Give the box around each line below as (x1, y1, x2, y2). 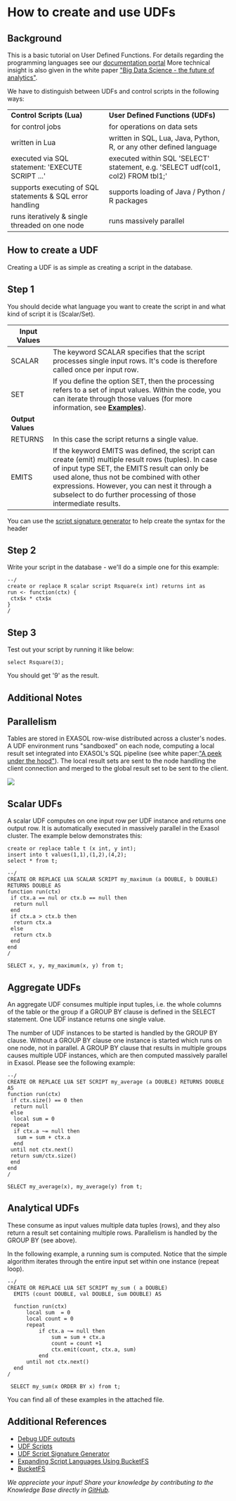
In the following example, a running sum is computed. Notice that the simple (7, 1250, 228, 1258)
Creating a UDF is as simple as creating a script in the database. (7, 263, 193, 271)
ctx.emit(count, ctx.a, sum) (51, 1346, 137, 1353)
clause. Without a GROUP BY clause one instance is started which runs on (7, 1036, 223, 1045)
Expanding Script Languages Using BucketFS (17, 1457, 149, 1465)
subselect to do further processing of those (52, 490, 197, 499)
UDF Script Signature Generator (17, 1449, 110, 1458)
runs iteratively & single (11, 212, 88, 221)
